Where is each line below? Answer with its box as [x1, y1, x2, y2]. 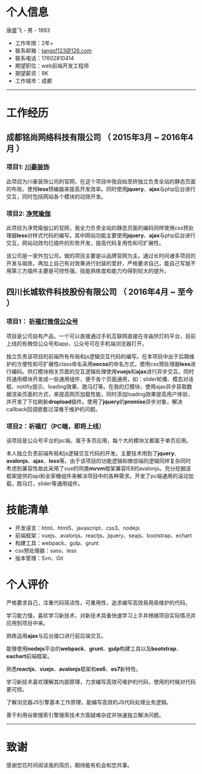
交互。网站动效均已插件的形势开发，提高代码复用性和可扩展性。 [6, 239, 164, 247]
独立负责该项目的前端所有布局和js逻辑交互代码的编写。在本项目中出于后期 [6, 352, 189, 360]
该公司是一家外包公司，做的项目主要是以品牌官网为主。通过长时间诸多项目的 [6, 252, 196, 259]
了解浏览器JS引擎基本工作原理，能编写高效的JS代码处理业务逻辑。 [6, 698, 172, 706]
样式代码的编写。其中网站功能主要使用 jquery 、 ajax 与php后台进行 [32, 232, 196, 239]
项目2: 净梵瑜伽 [6, 209, 51, 218]
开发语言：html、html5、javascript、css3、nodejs [14, 524, 140, 531]
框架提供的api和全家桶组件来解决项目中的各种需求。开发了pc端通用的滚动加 [6, 472, 194, 480]
